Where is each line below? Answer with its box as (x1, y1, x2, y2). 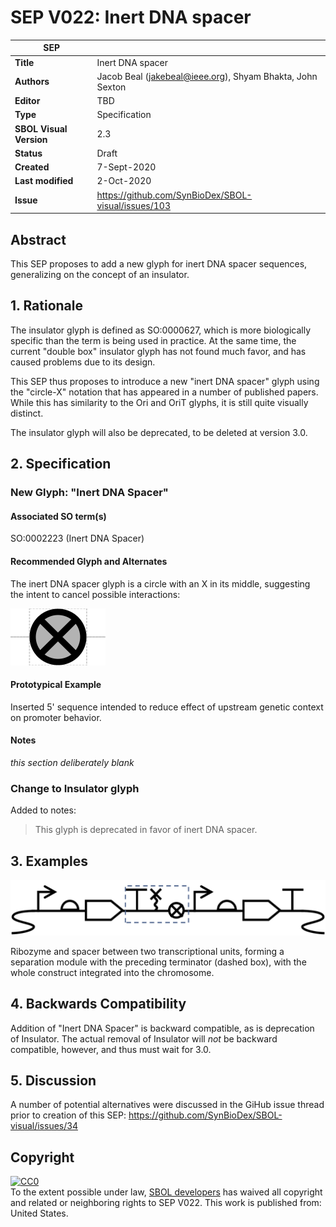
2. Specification (10, 456, 112, 473)
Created (14, 161, 50, 173)
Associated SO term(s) (10, 510, 107, 522)
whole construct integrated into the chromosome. (10, 966, 215, 978)
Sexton (96, 81, 127, 93)
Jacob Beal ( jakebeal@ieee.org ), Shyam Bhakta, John (96, 70, 318, 82)
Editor (14, 95, 41, 107)
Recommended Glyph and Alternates (10, 555, 168, 567)
